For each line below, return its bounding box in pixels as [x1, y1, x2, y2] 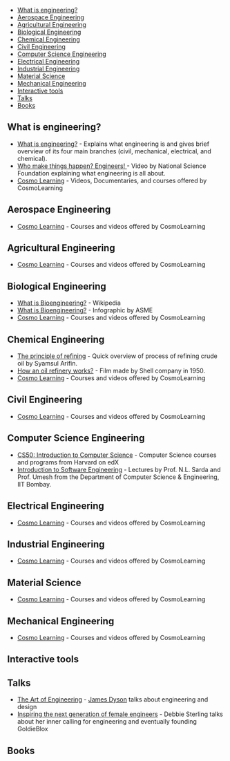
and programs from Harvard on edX [17, 458, 119, 466]
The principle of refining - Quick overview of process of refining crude [17, 352, 218, 360]
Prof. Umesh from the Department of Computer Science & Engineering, [17, 473, 220, 481]
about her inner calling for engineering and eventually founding [17, 717, 197, 726]
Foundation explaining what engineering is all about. [17, 169, 166, 177]
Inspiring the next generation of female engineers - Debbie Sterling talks [17, 710, 223, 718]
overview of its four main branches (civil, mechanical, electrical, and [17, 147, 212, 155]
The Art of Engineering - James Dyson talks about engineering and [17, 695, 209, 704]
